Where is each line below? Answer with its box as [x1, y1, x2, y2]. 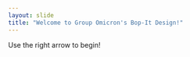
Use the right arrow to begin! [8, 40, 101, 49]
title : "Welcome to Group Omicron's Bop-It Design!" [8, 19, 184, 27]
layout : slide [8, 11, 55, 20]
